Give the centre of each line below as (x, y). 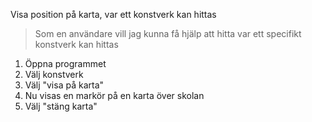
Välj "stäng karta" (61, 106)
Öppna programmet (65, 63)
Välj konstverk (54, 74)
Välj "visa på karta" (64, 85)
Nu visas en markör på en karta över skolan (114, 95)
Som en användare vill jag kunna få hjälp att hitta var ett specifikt (168, 33)
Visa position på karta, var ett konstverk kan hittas (113, 14)
